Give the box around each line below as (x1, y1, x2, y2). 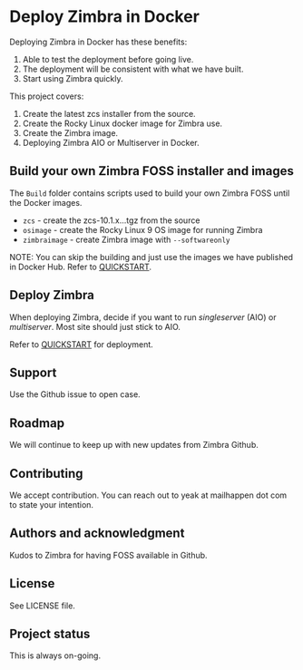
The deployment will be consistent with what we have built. (22, 63, 244, 74)
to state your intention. (9, 500, 93, 510)
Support (9, 364, 57, 380)
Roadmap (9, 415, 65, 431)
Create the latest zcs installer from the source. (22, 108, 197, 119)
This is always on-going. (9, 650, 102, 661)
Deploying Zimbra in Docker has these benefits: (9, 36, 188, 47)
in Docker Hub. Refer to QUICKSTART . (9, 261, 152, 272)
